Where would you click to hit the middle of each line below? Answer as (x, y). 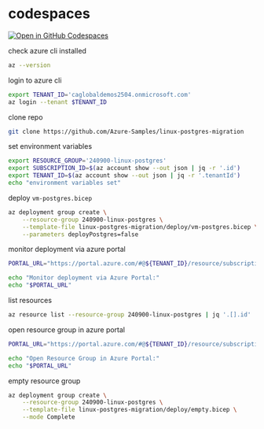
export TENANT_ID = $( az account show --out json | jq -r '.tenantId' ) (125, 176)
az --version (29, 65)
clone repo (26, 117)
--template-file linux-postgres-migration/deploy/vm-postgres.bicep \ (140, 227)
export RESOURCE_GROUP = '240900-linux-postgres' (88, 161)
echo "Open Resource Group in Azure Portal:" (84, 358)
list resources (30, 301)
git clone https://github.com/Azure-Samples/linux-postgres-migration (126, 131)
